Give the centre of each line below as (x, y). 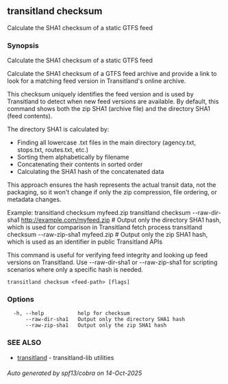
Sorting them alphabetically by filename (73, 157)
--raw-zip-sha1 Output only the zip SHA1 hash (96, 325)
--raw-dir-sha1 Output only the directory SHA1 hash (105, 320)
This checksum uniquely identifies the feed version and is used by (100, 94)
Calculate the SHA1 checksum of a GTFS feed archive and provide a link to (112, 74)
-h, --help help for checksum (72, 313)
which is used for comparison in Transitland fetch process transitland (105, 227)
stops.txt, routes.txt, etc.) (53, 150)
